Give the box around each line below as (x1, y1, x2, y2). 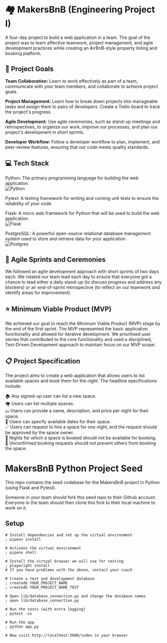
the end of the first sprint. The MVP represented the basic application (5, 326, 148, 332)
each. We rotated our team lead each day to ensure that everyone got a (5, 274, 152, 280)
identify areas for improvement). (5, 290, 71, 296)
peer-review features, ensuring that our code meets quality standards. (5, 144, 150, 150)
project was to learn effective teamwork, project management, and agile (5, 39, 154, 45)
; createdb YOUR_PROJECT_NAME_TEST (5, 585, 79, 590)
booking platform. (5, 50, 42, 56)
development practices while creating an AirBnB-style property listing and (5, 45, 158, 51)
